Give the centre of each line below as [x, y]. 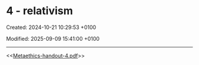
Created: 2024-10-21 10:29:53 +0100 [51, 27]
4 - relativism [39, 11]
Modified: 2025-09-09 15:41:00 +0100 [53, 38]
